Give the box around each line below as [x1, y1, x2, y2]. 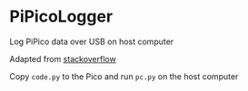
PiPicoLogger [9, 6, 114, 27]
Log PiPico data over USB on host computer [9, 36, 174, 47]
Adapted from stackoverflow [9, 53, 116, 64]
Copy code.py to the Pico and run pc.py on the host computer [9, 70, 239, 82]
